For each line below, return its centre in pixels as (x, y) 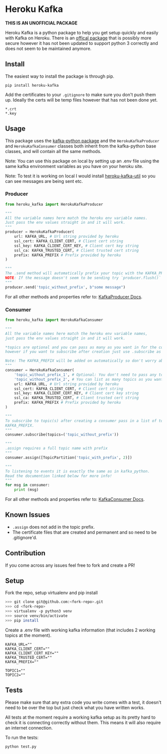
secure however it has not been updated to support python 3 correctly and (82, 43)
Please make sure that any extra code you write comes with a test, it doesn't (83, 702)
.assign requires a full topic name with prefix (56, 449)
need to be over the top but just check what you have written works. (75, 707)
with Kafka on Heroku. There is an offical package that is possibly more (78, 38)
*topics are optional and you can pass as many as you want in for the (81, 347)
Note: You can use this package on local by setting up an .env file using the (82, 161)
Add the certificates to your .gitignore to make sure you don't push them (81, 94)
